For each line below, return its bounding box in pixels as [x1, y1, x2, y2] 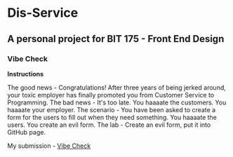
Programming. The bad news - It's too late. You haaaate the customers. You [7, 98, 227, 107]
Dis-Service [7, 5, 79, 21]
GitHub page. [7, 128, 46, 136]
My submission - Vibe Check [7, 142, 91, 150]
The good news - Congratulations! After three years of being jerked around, [7, 83, 227, 92]
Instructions [7, 69, 44, 78]
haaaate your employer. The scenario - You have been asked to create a [7, 105, 216, 114]
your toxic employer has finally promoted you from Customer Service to [7, 90, 215, 99]
